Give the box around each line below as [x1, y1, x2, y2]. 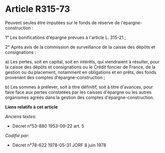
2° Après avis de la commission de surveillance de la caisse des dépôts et [5, 44, 156, 50]
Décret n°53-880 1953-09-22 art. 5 [12, 123, 85, 129]
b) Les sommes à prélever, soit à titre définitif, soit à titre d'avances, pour [5, 84, 153, 90]
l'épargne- [121, 20, 142, 26]
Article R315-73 [5, 3, 70, 15]
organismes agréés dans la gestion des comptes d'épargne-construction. [5, 94, 154, 100]
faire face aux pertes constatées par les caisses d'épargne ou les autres [5, 89, 152, 95]
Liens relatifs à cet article [5, 104, 58, 110]
